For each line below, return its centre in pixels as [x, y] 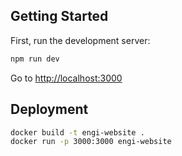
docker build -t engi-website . [77, 132]
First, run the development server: [80, 40]
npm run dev [35, 59]
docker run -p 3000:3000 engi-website [91, 142]
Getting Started [59, 16]
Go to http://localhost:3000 [66, 78]
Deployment [49, 109]
